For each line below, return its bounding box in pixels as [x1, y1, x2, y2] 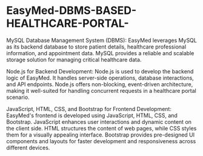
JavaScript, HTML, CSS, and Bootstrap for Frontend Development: [6, 105, 171, 112]
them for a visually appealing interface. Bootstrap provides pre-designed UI [6, 131, 195, 138]
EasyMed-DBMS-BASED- [6, 4, 137, 18]
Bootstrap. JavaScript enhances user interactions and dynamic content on [6, 118, 192, 125]
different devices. [6, 144, 50, 151]
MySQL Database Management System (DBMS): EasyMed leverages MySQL [6, 36, 197, 44]
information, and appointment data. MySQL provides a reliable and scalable [6, 49, 195, 56]
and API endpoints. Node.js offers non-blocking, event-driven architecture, [6, 80, 193, 88]
